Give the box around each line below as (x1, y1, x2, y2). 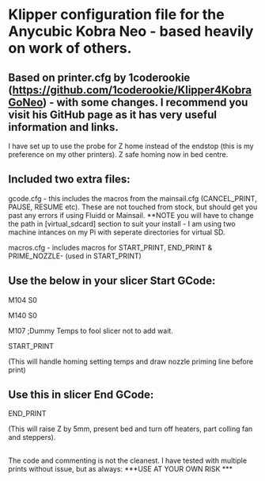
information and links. (8, 120, 119, 134)
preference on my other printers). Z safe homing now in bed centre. (8, 150, 229, 159)
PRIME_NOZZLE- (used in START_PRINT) (8, 251, 142, 261)
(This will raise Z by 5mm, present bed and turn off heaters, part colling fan (8, 424, 253, 433)
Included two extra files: (8, 173, 131, 186)
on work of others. (8, 40, 132, 57)
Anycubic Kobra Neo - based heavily (8, 22, 254, 40)
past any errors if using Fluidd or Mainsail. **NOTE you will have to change (8, 210, 255, 220)
